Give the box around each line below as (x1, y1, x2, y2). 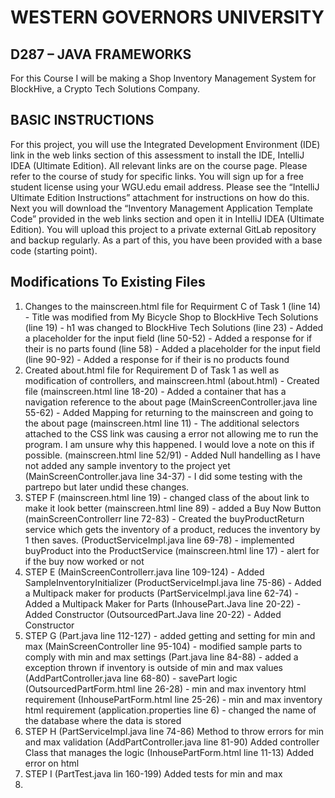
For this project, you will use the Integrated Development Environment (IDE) (10, 138, 321, 150)
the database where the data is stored (24, 714, 182, 726)
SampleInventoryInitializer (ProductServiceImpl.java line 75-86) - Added (24, 576, 322, 588)
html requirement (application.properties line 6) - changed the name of (24, 704, 317, 716)
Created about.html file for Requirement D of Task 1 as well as (24, 364, 280, 376)
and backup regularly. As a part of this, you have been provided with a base (10, 234, 323, 246)
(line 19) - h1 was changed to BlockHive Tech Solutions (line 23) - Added (24, 321, 324, 333)
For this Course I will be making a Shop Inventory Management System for (10, 72, 317, 84)
